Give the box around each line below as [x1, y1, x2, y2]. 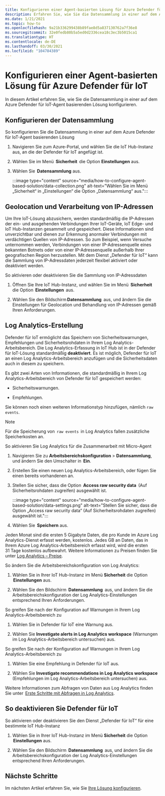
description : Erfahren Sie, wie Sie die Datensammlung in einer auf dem [5, 12, 157, 17]
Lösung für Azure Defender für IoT [5, 80, 148, 91]
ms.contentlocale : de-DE [5, 39, 56, 44]
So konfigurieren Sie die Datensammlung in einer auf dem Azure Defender [5, 129, 156, 135]
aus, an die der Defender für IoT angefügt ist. [12, 149, 104, 155]
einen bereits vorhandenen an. [12, 473, 75, 479]
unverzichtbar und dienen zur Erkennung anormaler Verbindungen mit [5, 231, 147, 237]
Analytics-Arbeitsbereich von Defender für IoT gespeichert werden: [5, 375, 141, 381]
